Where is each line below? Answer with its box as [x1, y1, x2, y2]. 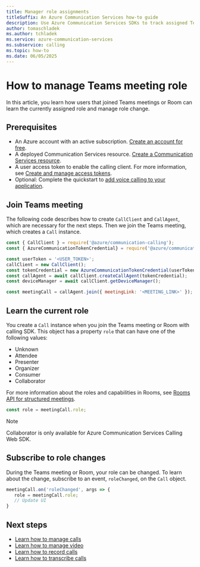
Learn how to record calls [14, 548, 78, 555]
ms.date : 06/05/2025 [6, 53, 58, 59]
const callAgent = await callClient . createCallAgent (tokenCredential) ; [6, 273, 187, 279]
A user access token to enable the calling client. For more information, [14, 164, 187, 171]
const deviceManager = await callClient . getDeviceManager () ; [6, 278, 161, 284]
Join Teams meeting [6, 199, 83, 209]
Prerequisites [6, 122, 57, 132]
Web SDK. [6, 435, 32, 442]
